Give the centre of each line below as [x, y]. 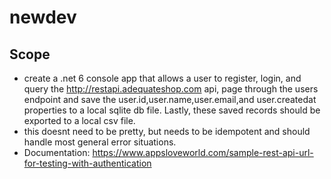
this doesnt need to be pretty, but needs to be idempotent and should [167, 131]
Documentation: [57, 152]
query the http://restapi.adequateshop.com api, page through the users [171, 89]
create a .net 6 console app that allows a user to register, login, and [162, 78]
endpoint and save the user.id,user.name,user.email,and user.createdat [170, 99]
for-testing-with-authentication [87, 163]
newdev [43, 17]
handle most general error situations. [100, 142]
